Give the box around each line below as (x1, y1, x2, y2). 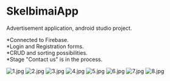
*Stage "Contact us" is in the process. (6, 55, 103, 63)
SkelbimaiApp (6, 4, 79, 18)
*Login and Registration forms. (6, 43, 84, 50)
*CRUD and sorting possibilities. (6, 49, 88, 56)
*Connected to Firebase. (6, 36, 69, 43)
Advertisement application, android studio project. (6, 24, 132, 32)
